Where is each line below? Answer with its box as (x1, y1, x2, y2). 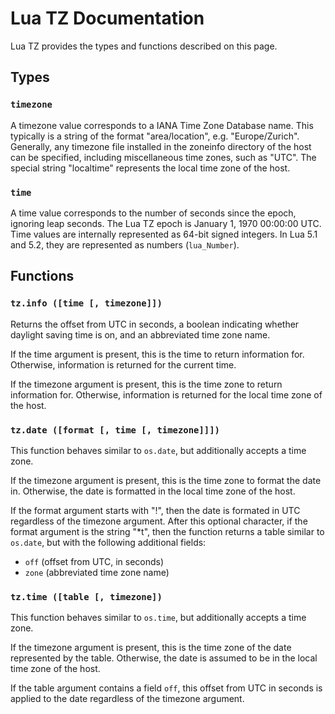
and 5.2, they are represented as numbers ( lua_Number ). (10, 238, 240, 251)
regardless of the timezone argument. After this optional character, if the (10, 515, 308, 527)
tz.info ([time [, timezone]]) (10, 298, 163, 309)
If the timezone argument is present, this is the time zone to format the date (10, 474, 322, 486)
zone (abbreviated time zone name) (24, 566, 170, 578)
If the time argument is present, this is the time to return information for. (10, 348, 305, 360)
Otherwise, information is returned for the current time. (10, 358, 237, 371)
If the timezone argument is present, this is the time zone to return (10, 378, 283, 390)
